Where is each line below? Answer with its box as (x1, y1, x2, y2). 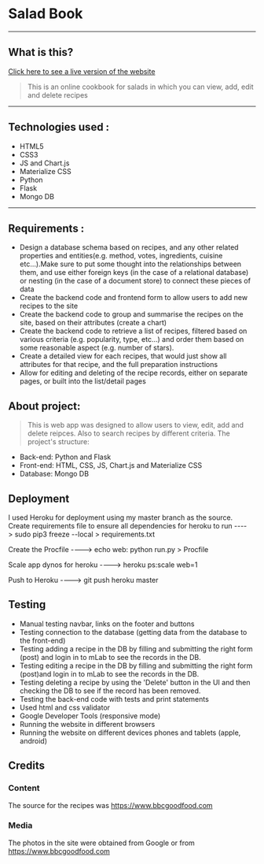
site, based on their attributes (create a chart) (19, 318, 167, 328)
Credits (8, 759, 46, 773)
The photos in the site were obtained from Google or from (8, 838, 195, 847)
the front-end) (19, 636, 66, 645)
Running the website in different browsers (19, 719, 156, 729)
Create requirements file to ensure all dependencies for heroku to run (8, 521, 233, 530)
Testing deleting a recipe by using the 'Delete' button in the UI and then (19, 677, 251, 687)
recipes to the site (19, 301, 79, 311)
